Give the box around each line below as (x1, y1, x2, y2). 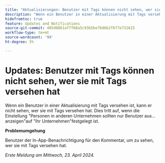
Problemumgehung (5, 127, 46, 133)
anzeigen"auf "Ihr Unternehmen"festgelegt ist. (5, 118, 100, 124)
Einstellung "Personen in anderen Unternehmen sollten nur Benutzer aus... (5, 113, 156, 119)
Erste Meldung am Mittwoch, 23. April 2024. (5, 152, 95, 158)
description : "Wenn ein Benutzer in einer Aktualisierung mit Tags (5, 12, 146, 17)
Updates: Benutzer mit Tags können (5, 65, 155, 76)
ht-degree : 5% (5, 40, 34, 44)
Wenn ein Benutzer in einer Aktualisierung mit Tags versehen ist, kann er (5, 102, 152, 108)
